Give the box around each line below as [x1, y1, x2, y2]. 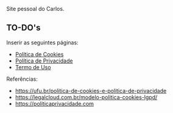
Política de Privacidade [15, 57, 73, 64]
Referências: [6, 75, 38, 83]
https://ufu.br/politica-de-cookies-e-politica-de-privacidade [15, 87, 167, 94]
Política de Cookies [15, 50, 64, 58]
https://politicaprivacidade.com [15, 100, 94, 107]
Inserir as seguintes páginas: [6, 39, 79, 46]
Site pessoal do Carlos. [6, 5, 65, 12]
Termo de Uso [15, 63, 51, 70]
